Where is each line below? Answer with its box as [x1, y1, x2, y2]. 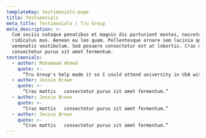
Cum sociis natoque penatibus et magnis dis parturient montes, [12, 32, 180, 38]
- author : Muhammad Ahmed [12, 60, 78, 66]
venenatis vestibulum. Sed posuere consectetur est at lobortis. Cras [12, 43, 196, 49]
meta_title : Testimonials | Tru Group [6, 20, 105, 26]
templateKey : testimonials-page [6, 9, 89, 15]
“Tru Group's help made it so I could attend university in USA [22, 71, 191, 78]
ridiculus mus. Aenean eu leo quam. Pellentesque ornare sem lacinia [12, 37, 193, 43]
